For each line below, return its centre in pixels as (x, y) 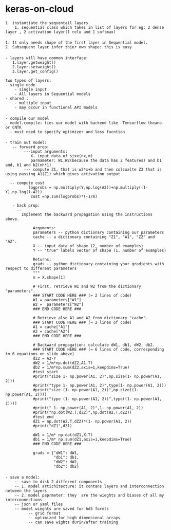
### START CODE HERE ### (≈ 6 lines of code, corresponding (98, 350)
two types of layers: (28, 80)
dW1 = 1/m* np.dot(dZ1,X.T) (63, 435)
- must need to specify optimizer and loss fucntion (68, 132)
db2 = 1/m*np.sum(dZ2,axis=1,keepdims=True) (81, 368)
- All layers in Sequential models (53, 94)
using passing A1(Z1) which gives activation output (63, 174)
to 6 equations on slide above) (40, 354)
